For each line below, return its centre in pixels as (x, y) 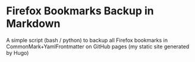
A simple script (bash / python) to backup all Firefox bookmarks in (87, 40)
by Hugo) (18, 52)
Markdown (33, 24)
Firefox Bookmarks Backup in (80, 11)
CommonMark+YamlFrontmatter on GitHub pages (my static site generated (98, 46)
